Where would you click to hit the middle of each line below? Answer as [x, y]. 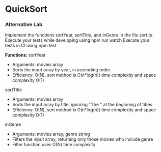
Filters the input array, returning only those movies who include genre [82, 139]
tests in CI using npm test [31, 46]
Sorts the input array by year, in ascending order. [62, 70]
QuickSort [26, 9]
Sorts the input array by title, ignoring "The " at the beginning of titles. [83, 105]
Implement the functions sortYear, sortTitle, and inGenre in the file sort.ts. [79, 35]
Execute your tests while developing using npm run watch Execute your [77, 40]
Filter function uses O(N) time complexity [54, 145]
